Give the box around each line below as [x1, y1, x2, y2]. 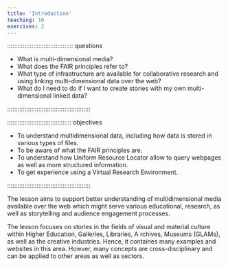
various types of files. [16, 139, 79, 147]
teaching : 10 [7, 17, 45, 23]
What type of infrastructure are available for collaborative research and [16, 70, 218, 78]
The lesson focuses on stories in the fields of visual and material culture [7, 223, 211, 231]
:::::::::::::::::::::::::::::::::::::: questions [7, 42, 103, 50]
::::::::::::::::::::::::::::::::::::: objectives [7, 118, 102, 127]
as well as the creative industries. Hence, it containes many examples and [7, 237, 216, 246]
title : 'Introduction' [7, 10, 72, 17]
